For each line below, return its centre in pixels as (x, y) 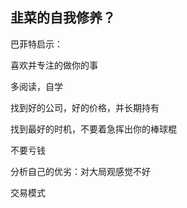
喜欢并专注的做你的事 (54, 65)
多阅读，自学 (36, 86)
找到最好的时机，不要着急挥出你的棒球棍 (93, 129)
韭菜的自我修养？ (63, 18)
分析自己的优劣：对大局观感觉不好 (80, 171)
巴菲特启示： (36, 44)
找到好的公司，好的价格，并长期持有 (85, 107)
